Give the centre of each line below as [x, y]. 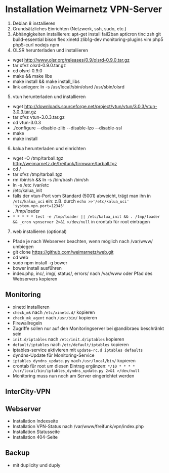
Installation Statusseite [36, 432]
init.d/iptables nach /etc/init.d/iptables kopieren [68, 339]
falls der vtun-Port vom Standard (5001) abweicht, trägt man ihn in [81, 196]
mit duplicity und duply [36, 465]
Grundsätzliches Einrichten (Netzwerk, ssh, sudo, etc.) [69, 28]
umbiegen [23, 247]
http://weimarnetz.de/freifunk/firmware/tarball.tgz [65, 163]
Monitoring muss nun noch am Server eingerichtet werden [73, 375]
